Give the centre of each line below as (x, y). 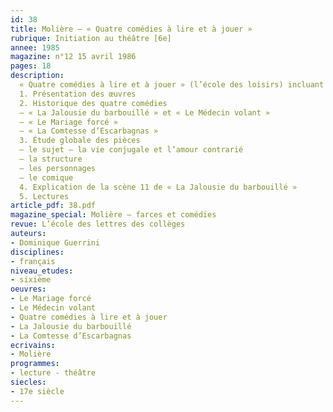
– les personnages (58, 168)
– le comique (46, 177)
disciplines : (37, 252)
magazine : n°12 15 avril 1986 (73, 57)
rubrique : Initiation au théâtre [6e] (91, 38)
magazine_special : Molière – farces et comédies (113, 215)
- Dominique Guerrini (55, 242)
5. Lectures (44, 196)
